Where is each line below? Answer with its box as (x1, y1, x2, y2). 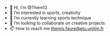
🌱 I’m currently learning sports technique (9, 15, 91, 20)
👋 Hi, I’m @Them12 (9, 5, 47, 10)
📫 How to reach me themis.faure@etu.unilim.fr (9, 26, 104, 31)
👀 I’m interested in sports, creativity (9, 10, 81, 16)
